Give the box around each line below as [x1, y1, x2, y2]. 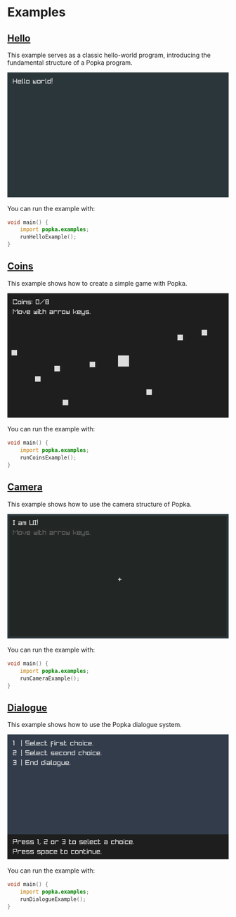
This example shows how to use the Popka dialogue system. [7, 721, 183, 729]
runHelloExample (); [20, 234, 77, 241]
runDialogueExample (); [20, 895, 86, 903]
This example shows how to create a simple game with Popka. [7, 279, 188, 287]
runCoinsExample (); [20, 455, 77, 462]
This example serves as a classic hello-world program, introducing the [7, 51, 211, 59]
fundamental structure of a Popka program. [7, 58, 133, 67]
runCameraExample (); [20, 675, 80, 682]
